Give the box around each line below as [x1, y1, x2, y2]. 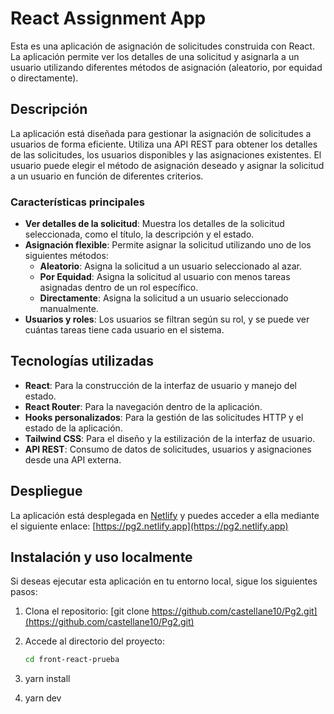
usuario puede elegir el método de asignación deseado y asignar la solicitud [10, 159, 325, 171]
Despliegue [10, 483, 83, 500]
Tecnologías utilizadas [10, 353, 154, 370]
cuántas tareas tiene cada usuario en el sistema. [24, 324, 225, 336]
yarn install [24, 673, 71, 685]
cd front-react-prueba [24, 655, 120, 665]
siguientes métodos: [24, 250, 109, 262]
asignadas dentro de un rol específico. [39, 282, 199, 294]
